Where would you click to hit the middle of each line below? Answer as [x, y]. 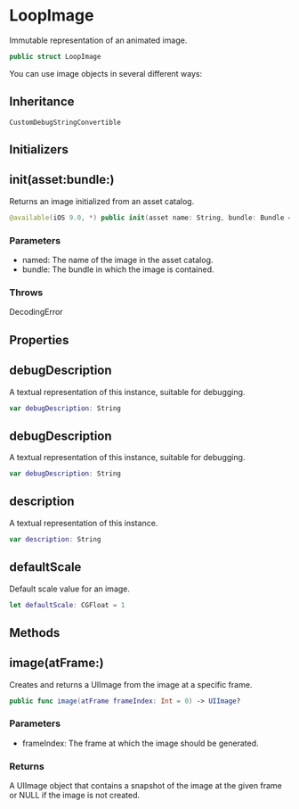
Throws [26, 293]
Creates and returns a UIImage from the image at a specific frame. [131, 684]
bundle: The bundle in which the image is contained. [118, 269]
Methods [35, 633]
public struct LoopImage [55, 56]
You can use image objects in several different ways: [106, 73]
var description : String [55, 539]
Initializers [39, 149]
